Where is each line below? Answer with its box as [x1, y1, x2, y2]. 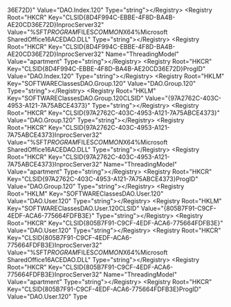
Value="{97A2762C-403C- [145, 94, 222, 102]
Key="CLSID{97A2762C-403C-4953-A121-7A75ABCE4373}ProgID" [7, 175, 198, 183]
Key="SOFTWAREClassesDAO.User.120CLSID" [7, 204, 140, 212]
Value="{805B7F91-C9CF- [140, 204, 216, 212]
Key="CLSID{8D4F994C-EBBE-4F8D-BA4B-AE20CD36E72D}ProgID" [7, 65, 206, 73]
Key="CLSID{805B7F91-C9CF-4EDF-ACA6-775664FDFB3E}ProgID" [7, 285, 202, 293]
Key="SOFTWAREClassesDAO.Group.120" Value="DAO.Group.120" [7, 80, 196, 87]
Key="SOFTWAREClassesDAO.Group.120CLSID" [7, 94, 144, 102]
